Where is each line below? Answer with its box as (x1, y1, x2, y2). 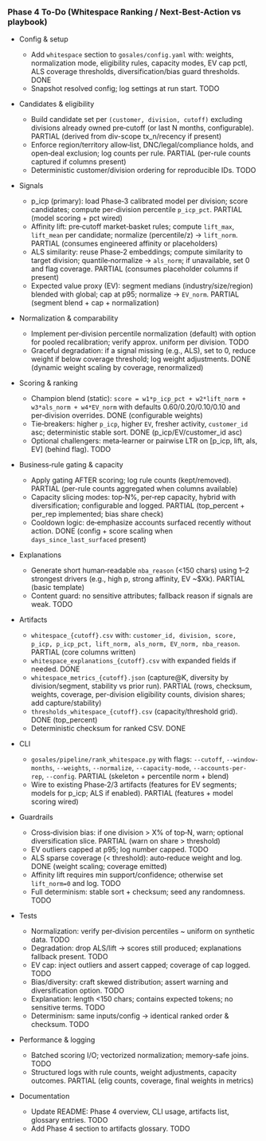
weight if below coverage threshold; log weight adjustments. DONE (30, 354, 252, 364)
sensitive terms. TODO (30, 1003, 105, 1013)
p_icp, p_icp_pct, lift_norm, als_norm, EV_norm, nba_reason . (30, 639, 241, 648)
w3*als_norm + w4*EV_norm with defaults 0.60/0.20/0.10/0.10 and (30, 402, 241, 412)
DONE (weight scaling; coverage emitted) (30, 862, 168, 871)
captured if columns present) (30, 157, 127, 167)
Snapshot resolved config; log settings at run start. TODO (30, 84, 220, 93)
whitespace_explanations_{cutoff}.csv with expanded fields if (30, 656, 237, 666)
